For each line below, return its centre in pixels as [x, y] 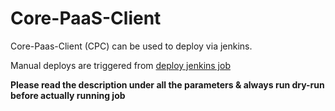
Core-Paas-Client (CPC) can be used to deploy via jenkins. [131, 46]
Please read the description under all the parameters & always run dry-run [167, 84]
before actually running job [68, 95]
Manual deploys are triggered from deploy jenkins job [120, 65]
